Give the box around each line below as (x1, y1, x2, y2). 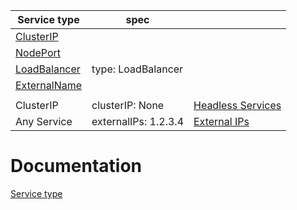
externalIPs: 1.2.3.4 (91, 115, 184, 128)
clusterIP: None (91, 99, 165, 112)
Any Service (15, 115, 73, 128)
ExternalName (15, 79, 83, 92)
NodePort (15, 46, 62, 59)
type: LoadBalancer (91, 62, 184, 76)
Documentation (10, 155, 143, 178)
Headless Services (193, 99, 282, 112)
